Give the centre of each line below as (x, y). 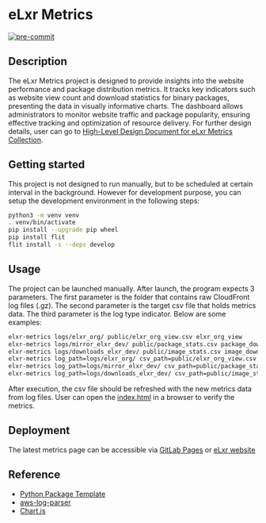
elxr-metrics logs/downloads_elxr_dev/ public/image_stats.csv (115, 352)
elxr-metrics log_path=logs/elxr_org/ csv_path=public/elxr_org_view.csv (133, 359)
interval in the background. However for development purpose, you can (125, 192)
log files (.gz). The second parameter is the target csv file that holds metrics (132, 305)
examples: (25, 322)
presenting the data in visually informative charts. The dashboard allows (126, 106)
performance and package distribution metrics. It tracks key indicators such (132, 89)
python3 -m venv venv (44, 215)
